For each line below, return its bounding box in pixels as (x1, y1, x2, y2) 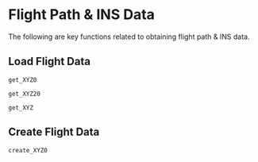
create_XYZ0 (8, 146, 48, 154)
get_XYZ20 (8, 90, 41, 98)
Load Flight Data (8, 55, 91, 68)
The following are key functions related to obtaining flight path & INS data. (8, 32, 250, 41)
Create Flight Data (8, 125, 100, 139)
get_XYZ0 (8, 75, 37, 84)
